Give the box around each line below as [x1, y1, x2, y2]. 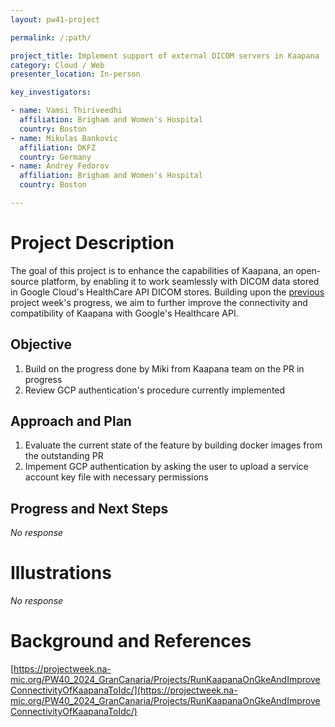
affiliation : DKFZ [19, 142, 97, 153]
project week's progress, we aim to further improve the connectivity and [10, 296, 308, 308]
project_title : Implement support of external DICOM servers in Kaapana [10, 51, 320, 61]
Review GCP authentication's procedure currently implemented [24, 384, 286, 396]
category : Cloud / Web [10, 60, 105, 70]
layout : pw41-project [10, 14, 101, 25]
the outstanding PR [24, 450, 104, 462]
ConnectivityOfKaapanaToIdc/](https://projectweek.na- [10, 684, 238, 696]
